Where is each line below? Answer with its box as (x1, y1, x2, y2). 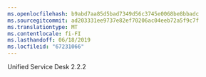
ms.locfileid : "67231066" (7, 43, 84, 50)
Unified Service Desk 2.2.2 (7, 63, 87, 71)
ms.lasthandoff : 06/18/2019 (7, 37, 91, 44)
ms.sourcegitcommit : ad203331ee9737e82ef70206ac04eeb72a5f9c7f (7, 17, 200, 24)
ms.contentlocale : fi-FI (7, 30, 81, 37)
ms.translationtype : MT (7, 23, 78, 30)
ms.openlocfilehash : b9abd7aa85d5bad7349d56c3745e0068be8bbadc (7, 10, 200, 18)
